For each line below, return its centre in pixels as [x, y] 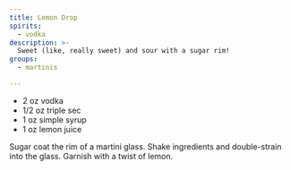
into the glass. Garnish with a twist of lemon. [91, 156]
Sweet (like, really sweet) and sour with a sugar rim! [124, 51]
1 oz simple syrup [54, 119]
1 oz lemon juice [52, 129]
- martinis [38, 68]
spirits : [26, 26]
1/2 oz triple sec [51, 110]
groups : [24, 59]
